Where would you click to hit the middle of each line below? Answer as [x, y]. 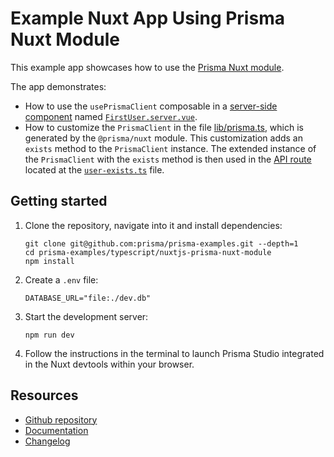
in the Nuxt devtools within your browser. [109, 364]
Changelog [47, 441]
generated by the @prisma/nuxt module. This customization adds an [163, 138]
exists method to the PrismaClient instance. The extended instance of [170, 148]
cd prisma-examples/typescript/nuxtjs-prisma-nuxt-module [148, 252]
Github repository [61, 419]
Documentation [56, 430]
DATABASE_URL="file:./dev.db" [88, 298]
